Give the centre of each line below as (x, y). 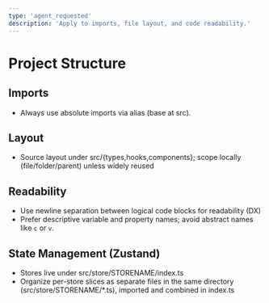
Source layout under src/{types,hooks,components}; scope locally (130, 158)
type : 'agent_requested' (50, 16)
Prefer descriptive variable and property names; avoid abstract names (137, 220)
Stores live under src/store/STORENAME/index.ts (102, 272)
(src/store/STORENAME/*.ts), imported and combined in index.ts (127, 290)
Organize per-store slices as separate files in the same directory (127, 281)
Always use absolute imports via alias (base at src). (105, 112)
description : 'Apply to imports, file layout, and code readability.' (130, 23)
